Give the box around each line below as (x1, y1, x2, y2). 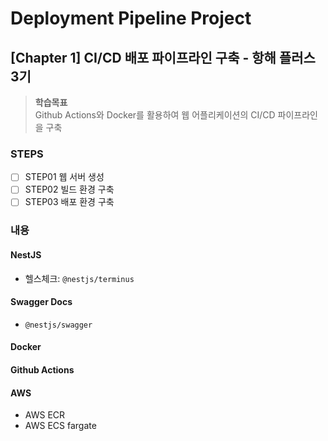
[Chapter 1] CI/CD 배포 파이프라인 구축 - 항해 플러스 (10, 49, 316, 66)
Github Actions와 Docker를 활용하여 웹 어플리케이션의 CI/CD (34, 109, 276, 121)
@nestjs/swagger (24, 320, 93, 330)
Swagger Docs (10, 296, 73, 308)
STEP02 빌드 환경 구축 (24, 183, 115, 196)
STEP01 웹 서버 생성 (24, 171, 105, 183)
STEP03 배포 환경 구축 (24, 196, 115, 208)
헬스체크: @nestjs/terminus (24, 272, 135, 284)
